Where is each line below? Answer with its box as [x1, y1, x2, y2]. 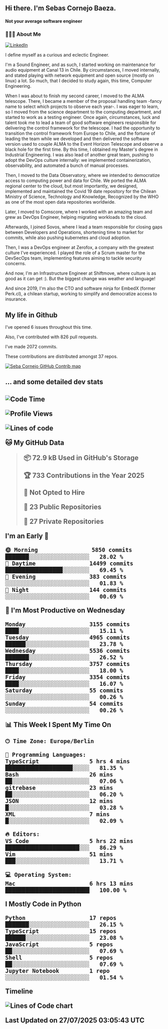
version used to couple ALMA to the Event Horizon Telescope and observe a [5, 141, 163, 147]
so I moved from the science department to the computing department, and [5, 109, 161, 115]
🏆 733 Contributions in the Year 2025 [23, 471, 144, 479]
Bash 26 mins [5, 771, 113, 778]
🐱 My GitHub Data [5, 438, 64, 447]
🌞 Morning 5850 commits [5, 546, 132, 554]
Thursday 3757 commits [5, 660, 130, 668]
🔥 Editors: [5, 830, 40, 837]
